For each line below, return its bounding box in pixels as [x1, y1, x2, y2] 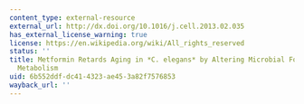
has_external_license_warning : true [9, 30, 147, 39]
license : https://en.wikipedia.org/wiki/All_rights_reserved [9, 38, 245, 48]
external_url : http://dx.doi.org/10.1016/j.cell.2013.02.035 [9, 22, 245, 31]
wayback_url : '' [9, 80, 71, 90]
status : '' [9, 47, 51, 56]
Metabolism [17, 64, 59, 73]
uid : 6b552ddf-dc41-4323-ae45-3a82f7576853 [9, 72, 176, 81]
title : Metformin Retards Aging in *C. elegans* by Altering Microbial [9, 55, 285, 64]
